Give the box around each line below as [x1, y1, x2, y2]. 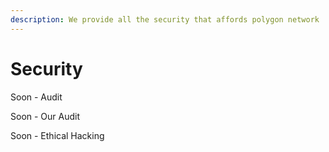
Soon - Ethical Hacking [10, 129, 105, 141]
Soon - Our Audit [10, 110, 81, 122]
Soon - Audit [10, 91, 63, 103]
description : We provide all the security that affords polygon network [10, 14, 320, 25]
